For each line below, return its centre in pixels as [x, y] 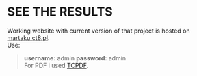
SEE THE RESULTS [60, 12]
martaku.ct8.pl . [28, 37]
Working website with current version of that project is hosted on [98, 31]
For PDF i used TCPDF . [56, 65]
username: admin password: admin [75, 58]
